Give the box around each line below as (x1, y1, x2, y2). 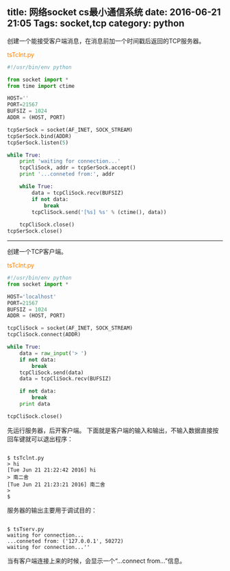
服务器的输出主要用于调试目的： (7, 506, 97, 514)
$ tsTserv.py (7, 526, 44, 533)
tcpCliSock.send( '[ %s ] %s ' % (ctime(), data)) (31, 209, 167, 215)
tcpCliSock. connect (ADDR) (7, 331, 81, 338)
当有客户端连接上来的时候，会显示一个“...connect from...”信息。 (7, 557, 186, 565)
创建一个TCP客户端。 (7, 248, 67, 256)
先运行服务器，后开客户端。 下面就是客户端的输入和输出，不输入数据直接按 (7, 426, 219, 434)
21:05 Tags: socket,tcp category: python (7, 18, 185, 30)
